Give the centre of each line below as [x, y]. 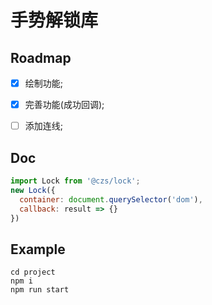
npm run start [40, 290]
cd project [33, 272]
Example [38, 249]
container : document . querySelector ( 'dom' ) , [111, 199]
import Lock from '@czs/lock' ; [75, 181]
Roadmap [41, 57]
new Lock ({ [33, 190]
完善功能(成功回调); [64, 105]
